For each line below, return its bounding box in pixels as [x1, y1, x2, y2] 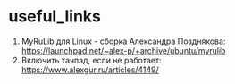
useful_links [8, 6, 102, 27]
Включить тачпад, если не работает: [21, 55, 162, 65]
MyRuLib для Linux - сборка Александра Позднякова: [21, 36, 226, 46]
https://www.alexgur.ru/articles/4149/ [21, 64, 160, 75]
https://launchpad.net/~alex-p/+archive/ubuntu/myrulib [21, 45, 226, 55]
